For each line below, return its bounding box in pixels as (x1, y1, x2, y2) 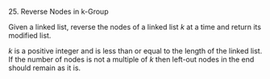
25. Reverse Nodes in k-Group (8, 7, 109, 16)
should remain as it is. (8, 63, 81, 73)
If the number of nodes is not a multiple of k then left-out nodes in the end (8, 55, 255, 64)
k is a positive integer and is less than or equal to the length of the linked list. (8, 46, 263, 55)
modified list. (8, 31, 52, 40)
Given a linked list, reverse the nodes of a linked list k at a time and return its (8, 22, 262, 31)
